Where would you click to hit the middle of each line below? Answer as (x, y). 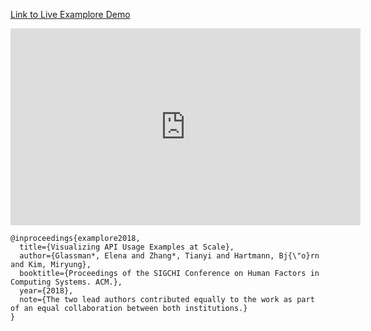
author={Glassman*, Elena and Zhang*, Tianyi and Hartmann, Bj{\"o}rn (169, 256)
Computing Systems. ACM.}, (66, 282)
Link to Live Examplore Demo (70, 14)
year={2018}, (46, 291)
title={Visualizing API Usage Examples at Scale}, (127, 247)
